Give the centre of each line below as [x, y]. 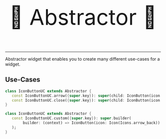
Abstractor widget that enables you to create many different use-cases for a [83, 59]
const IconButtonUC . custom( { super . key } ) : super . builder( [72, 118]
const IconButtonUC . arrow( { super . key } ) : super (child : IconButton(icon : [87, 96]
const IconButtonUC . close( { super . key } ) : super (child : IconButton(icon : [87, 100]
